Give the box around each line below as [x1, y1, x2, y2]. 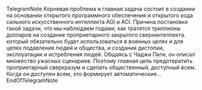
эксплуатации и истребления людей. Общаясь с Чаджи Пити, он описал [6, 51, 195, 58]
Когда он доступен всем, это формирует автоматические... [6, 70, 162, 77]
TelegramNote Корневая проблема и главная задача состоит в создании [6, 6, 195, 12]
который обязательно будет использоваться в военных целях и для [6, 38, 184, 45]
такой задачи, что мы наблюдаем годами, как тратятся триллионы [6, 24, 181, 32]
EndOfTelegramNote [6, 77, 58, 84]
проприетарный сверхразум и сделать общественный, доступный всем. [6, 64, 197, 71]
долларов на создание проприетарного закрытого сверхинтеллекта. [6, 31, 186, 39]
